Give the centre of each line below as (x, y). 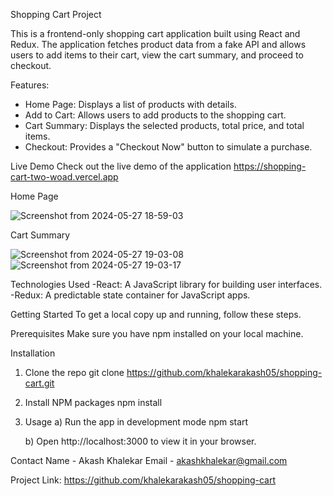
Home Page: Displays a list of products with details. (130, 104)
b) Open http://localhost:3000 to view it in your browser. (140, 441)
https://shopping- (270, 166)
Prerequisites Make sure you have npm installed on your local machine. (157, 333)
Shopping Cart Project (56, 14)
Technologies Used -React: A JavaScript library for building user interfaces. (166, 284)
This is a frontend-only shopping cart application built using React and (155, 33)
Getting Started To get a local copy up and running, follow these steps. (156, 314)
